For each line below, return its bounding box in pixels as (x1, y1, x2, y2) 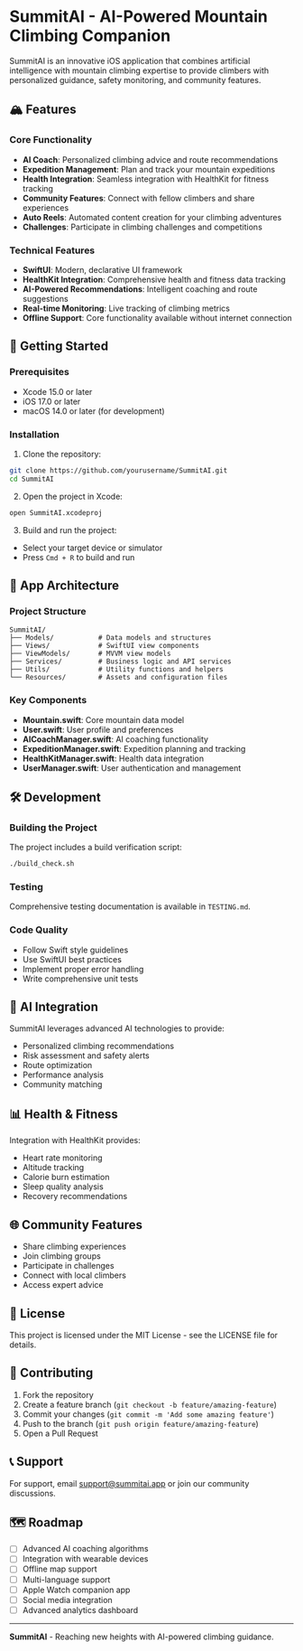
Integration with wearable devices (22, 1553, 149, 1564)
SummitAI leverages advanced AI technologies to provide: (9, 1023, 225, 1034)
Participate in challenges (22, 1261, 115, 1271)
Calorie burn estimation (22, 1172, 110, 1183)
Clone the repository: (22, 448, 102, 459)
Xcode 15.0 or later (22, 386, 93, 397)
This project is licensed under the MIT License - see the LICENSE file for (9, 1329, 278, 1340)
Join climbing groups (22, 1251, 101, 1262)
